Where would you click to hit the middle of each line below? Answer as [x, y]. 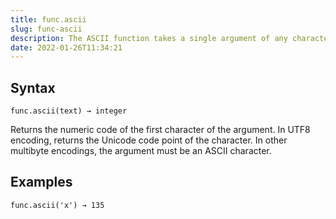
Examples [41, 182]
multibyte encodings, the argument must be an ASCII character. [141, 151]
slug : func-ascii [46, 29]
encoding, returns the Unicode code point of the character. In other [149, 140]
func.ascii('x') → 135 [57, 205]
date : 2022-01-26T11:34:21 [66, 47]
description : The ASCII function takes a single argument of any [149, 38]
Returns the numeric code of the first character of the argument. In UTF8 [160, 130]
